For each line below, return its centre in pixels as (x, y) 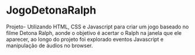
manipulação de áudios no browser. (50, 46)
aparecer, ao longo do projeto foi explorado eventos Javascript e (85, 39)
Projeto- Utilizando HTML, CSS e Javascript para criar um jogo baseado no (97, 27)
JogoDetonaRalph (51, 10)
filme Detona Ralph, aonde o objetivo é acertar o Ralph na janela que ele (94, 33)
